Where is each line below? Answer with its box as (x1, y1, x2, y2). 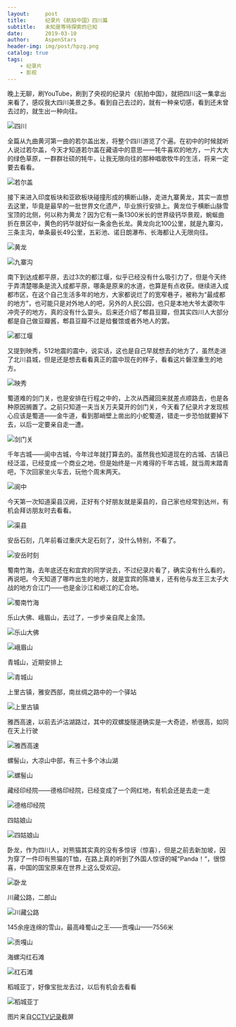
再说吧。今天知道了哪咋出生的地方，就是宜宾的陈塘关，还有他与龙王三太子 (7, 574, 223, 583)
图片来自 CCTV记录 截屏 (7, 1012, 74, 1021)
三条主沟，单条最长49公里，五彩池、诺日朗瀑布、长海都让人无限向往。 (7, 227, 212, 236)
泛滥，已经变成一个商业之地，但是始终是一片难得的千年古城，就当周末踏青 (13, 458, 229, 467)
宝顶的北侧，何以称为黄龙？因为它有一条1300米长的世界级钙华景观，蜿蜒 (7, 210, 219, 218)
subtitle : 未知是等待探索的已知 (7, 23, 98, 30)
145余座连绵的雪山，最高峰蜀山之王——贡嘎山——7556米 (7, 922, 174, 931)
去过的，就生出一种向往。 (7, 107, 81, 115)
